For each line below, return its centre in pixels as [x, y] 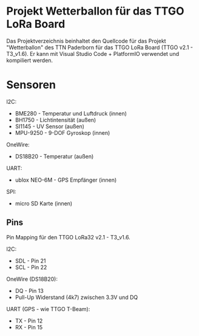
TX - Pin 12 [29, 321]
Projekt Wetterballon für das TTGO [95, 11]
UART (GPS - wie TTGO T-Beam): [48, 309]
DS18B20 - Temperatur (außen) [54, 156]
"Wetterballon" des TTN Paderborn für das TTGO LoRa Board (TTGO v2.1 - [99, 47]
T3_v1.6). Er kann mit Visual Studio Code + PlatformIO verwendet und [93, 53]
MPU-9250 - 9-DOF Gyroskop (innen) [62, 132]
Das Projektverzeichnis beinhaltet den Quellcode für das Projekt [86, 41]
